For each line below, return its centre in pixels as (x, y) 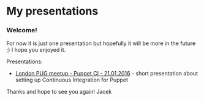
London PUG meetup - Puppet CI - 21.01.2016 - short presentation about (106, 74)
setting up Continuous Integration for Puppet (72, 80)
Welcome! (22, 30)
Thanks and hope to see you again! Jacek (59, 92)
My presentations (52, 11)
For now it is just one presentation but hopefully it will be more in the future (101, 43)
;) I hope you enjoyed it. (36, 50)
